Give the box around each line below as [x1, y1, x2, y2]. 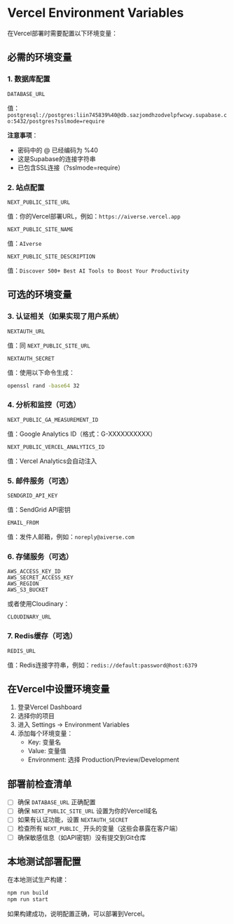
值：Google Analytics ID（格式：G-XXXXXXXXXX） [7, 429, 156, 438]
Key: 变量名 [27, 738, 62, 747]
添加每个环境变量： [17, 729, 74, 738]
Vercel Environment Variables [7, 5, 184, 21]
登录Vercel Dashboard [17, 703, 82, 712]
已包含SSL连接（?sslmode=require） [17, 163, 125, 172]
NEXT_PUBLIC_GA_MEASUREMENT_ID [7, 416, 99, 423]
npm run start [7, 896, 49, 903]
